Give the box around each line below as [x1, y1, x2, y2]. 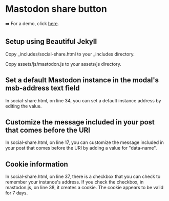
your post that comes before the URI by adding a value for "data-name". [5, 145, 157, 151]
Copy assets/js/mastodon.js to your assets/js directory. [5, 61, 121, 67]
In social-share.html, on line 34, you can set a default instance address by [5, 97, 161, 103]
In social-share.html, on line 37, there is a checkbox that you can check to [5, 173, 161, 180]
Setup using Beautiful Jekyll [5, 37, 97, 46]
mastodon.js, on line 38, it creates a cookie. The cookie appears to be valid [5, 185, 164, 191]
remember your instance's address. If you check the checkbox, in [5, 179, 144, 185]
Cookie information [5, 160, 68, 169]
